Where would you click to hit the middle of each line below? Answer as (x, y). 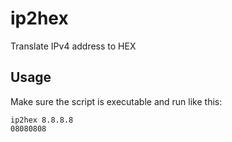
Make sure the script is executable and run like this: (116, 101)
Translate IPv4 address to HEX (73, 46)
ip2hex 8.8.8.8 (42, 120)
